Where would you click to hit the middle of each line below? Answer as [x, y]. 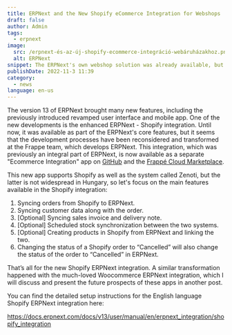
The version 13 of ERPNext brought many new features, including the [105, 111]
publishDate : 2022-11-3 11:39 [51, 71]
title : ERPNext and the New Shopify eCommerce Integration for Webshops [114, 13]
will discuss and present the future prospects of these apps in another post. [115, 283]
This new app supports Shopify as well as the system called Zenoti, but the [114, 175]
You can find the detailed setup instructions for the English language [105, 296]
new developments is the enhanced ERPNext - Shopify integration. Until [109, 125]
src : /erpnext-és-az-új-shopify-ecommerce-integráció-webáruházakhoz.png [122, 52]
